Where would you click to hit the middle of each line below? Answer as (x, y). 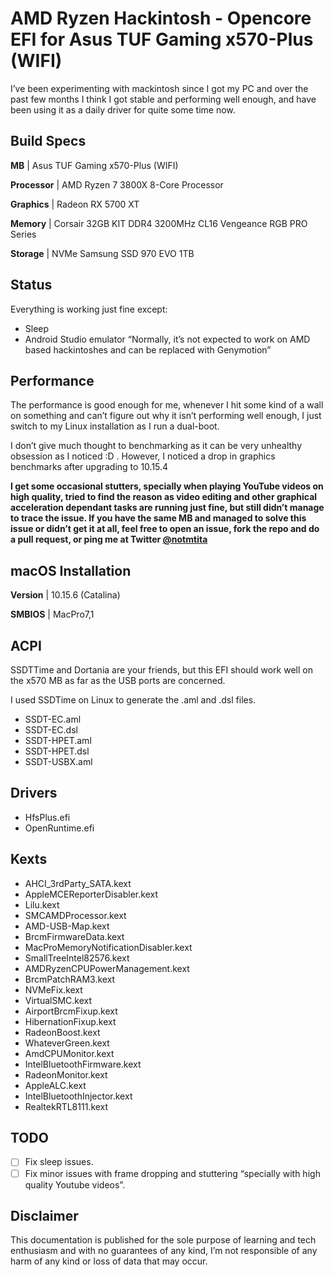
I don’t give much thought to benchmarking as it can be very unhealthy (156, 446)
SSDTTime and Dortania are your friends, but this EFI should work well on (161, 670)
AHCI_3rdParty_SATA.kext (78, 883)
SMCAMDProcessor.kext (75, 915)
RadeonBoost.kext (62, 1032)
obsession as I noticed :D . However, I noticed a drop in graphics (143, 456)
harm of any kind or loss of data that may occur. (109, 1261)
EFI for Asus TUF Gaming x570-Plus (162, 39)
